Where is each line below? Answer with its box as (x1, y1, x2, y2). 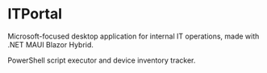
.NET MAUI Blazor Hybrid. (7, 39, 94, 49)
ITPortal (7, 5, 62, 23)
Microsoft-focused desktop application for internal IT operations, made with (7, 31, 260, 41)
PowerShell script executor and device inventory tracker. (7, 55, 196, 65)
